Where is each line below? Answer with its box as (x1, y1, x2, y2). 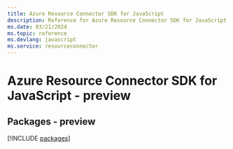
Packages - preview (7, 115, 96, 127)
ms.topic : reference (7, 29, 68, 37)
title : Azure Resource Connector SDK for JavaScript (7, 10, 164, 17)
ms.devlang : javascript (7, 36, 77, 43)
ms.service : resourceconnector (7, 43, 99, 50)
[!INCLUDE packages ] (7, 134, 71, 142)
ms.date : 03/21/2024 (7, 23, 68, 30)
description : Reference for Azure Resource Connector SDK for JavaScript (7, 17, 227, 24)
